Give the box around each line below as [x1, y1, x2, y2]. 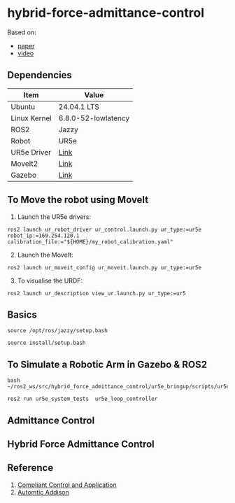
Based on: [7, 28, 36, 36]
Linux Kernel [10, 113, 52, 123]
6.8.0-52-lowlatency [58, 113, 130, 123]
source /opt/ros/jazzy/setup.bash [7, 327, 108, 334]
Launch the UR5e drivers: [17, 212, 91, 221]
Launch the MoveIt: [17, 250, 73, 259]
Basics [7, 309, 37, 320]
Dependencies [7, 69, 72, 81]
